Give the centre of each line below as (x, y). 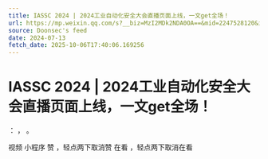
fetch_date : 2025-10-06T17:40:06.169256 (77, 45)
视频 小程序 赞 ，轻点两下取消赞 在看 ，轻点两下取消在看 (100, 147)
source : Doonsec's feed (48, 30)
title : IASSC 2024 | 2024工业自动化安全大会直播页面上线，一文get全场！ (119, 16)
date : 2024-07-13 (37, 38)
